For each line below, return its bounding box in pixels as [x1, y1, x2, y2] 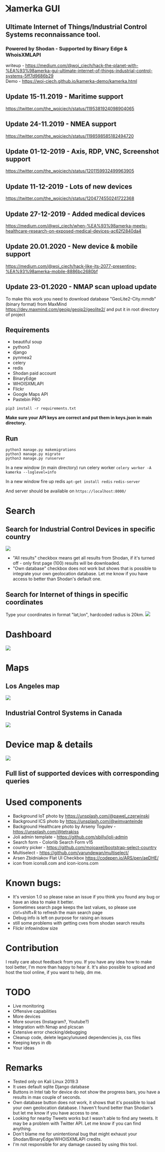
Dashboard [5, 629, 52, 640]
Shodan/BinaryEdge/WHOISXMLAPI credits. [12, 1136, 102, 1142]
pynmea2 [12, 355, 32, 361]
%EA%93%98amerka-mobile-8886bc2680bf [5, 268, 98, 274]
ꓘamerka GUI [5, 3, 60, 14]
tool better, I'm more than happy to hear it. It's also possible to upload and [5, 964, 155, 970]
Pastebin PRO [12, 397, 41, 403]
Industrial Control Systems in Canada [5, 709, 122, 717]
